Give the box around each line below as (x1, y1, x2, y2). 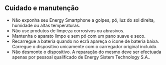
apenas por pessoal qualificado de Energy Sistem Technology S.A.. (11, 54, 150, 60)
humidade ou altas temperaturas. (11, 22, 80, 28)
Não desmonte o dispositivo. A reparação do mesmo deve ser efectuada (11, 49, 161, 55)
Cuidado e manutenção (4, 4, 79, 12)
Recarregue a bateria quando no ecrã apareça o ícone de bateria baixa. (11, 38, 159, 44)
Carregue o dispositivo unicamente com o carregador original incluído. (11, 43, 158, 49)
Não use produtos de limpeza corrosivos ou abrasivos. (11, 27, 124, 34)
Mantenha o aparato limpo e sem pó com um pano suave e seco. (11, 33, 146, 39)
